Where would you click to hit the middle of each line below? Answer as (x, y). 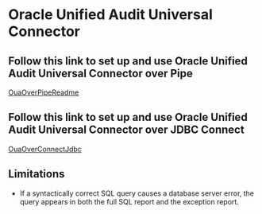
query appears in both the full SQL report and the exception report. (129, 201)
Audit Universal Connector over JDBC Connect (126, 130)
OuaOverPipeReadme (44, 92)
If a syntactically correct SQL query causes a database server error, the (137, 193)
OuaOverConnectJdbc (45, 149)
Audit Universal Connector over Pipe (100, 73)
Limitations (37, 174)
